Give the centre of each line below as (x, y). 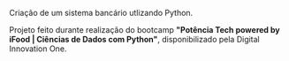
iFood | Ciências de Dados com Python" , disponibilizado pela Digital (135, 39)
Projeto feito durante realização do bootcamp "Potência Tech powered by (144, 30)
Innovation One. (38, 49)
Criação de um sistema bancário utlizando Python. (101, 13)
